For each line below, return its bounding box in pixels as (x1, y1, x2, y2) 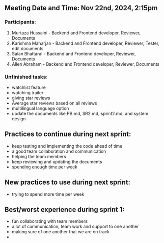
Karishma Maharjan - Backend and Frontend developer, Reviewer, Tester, (11, 40, 160, 46)
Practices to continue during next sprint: (4, 130, 131, 138)
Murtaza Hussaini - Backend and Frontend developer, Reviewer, (11, 29, 141, 36)
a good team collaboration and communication (11, 148, 107, 154)
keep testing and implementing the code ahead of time (11, 143, 123, 149)
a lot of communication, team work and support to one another (11, 223, 139, 230)
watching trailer (11, 89, 44, 95)
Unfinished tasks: (4, 73, 48, 80)
